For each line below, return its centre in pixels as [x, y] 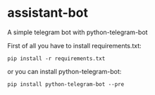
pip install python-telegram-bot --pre [66, 84]
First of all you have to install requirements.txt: [75, 45]
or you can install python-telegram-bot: [64, 71]
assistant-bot [48, 13]
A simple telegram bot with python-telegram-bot [77, 32]
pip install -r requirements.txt [56, 58]
